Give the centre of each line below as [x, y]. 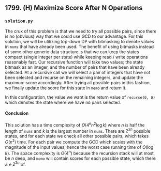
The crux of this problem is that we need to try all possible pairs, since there [81, 31]
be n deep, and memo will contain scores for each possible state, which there [80, 158]
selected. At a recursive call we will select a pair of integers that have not [78, 72]
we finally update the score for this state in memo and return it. [66, 88]
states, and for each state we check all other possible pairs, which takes [77, 136]
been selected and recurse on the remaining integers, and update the [74, 78]
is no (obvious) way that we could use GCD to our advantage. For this [74, 36]
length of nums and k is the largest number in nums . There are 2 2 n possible [78, 130]
